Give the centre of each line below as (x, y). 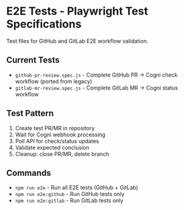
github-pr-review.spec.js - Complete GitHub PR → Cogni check (96, 75)
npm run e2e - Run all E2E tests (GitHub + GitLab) (76, 187)
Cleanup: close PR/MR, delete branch (62, 154)
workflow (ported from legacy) (54, 81)
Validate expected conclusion (52, 147)
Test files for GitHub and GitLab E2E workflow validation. (77, 41)
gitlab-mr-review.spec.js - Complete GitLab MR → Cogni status (97, 88)
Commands (29, 173)
